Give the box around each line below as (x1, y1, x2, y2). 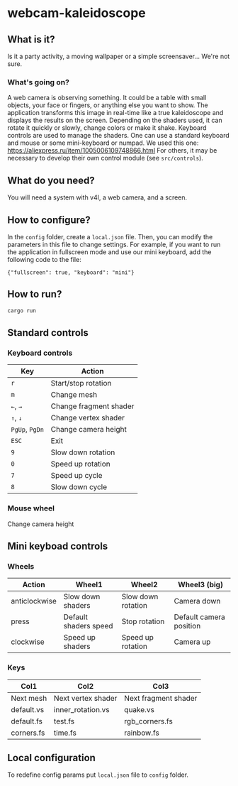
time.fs (53, 728, 76, 738)
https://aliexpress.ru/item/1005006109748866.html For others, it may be (7, 146, 217, 155)
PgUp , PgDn (11, 425, 45, 435)
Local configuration (7, 751, 96, 764)
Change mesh (50, 390, 98, 400)
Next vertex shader (53, 693, 118, 703)
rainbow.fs (123, 728, 159, 738)
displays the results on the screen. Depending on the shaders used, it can (7, 116, 222, 125)
